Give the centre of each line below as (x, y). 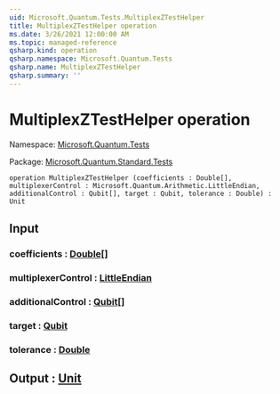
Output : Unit (45, 378)
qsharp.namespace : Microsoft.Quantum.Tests (91, 59)
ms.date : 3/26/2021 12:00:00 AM (69, 34)
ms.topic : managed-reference (63, 42)
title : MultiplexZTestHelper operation (83, 26)
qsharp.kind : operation (53, 51)
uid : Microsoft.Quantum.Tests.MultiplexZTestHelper (107, 17)
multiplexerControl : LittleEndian (81, 277)
